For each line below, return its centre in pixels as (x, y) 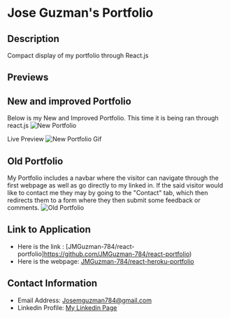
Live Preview (26, 139)
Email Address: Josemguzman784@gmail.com (85, 300)
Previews (28, 77)
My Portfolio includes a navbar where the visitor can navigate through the (113, 178)
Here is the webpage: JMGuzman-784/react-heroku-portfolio (106, 261)
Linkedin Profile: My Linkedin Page (67, 307)
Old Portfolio (35, 161)
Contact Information (52, 284)
